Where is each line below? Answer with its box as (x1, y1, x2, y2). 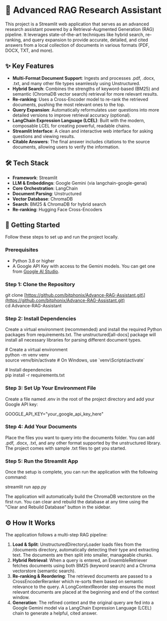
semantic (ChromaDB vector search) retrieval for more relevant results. (12, 91, 159, 97)
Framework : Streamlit (12, 174, 57, 181)
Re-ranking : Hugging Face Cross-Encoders (12, 206, 102, 212)
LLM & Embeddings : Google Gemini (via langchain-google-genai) (12, 180, 148, 186)
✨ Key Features (5, 62, 54, 70)
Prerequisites (5, 247, 38, 253)
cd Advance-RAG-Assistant (5, 302, 62, 308)
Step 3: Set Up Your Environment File (5, 384, 96, 391)
